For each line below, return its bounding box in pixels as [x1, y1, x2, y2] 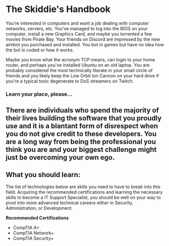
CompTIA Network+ [13, 230, 54, 236]
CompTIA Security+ [13, 235, 54, 241]
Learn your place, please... [6, 91, 72, 98]
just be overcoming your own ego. [6, 153, 115, 162]
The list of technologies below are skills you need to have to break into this [6, 184, 160, 190]
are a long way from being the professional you [6, 137, 156, 146]
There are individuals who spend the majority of [6, 106, 159, 115]
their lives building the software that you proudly [6, 114, 162, 123]
